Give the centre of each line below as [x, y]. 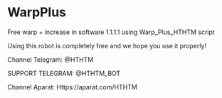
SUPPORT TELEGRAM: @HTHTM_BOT [64, 73]
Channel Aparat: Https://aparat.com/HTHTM [72, 87]
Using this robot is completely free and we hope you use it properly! [107, 45]
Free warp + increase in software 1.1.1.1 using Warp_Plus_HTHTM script [111, 32]
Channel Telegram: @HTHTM [51, 59]
